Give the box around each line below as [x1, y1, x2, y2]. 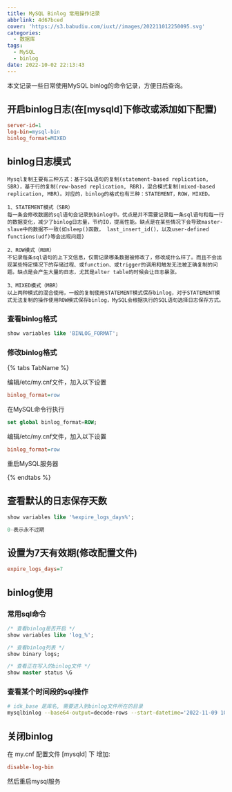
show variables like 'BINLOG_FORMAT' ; [7, 330, 119, 337]
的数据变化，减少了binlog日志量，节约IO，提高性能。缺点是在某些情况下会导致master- [7, 218, 223, 225]
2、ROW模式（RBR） [7, 247, 55, 253]
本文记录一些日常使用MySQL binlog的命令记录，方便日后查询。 [7, 81, 186, 90]
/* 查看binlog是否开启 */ [7, 625, 76, 632]
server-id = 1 [7, 122, 41, 129]
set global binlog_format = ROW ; [7, 419, 97, 426]
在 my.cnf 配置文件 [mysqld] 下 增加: [7, 750, 110, 758]
